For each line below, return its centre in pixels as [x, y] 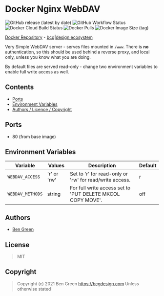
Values [56, 166]
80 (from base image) [34, 137]
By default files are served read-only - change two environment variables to [81, 67]
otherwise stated [34, 289]
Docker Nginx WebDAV [53, 9]
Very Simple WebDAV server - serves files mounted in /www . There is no [77, 46]
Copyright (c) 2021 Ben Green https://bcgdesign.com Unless [78, 284]
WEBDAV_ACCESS [24, 177]
